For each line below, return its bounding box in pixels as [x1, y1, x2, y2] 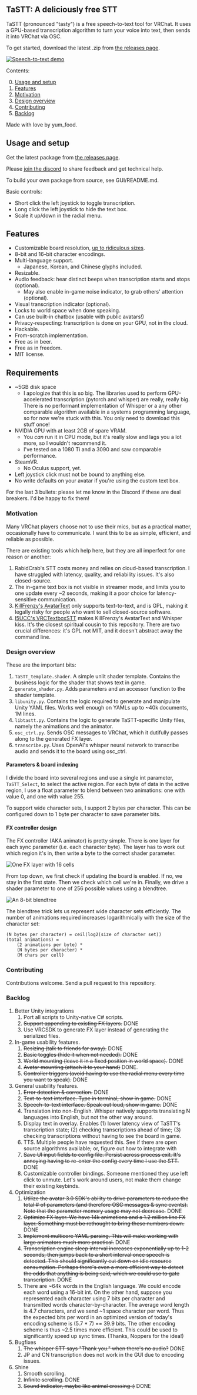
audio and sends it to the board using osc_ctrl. [14, 747, 128, 755]
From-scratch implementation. [14, 332, 88, 339]
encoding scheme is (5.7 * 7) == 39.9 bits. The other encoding [23, 1320, 176, 1327]
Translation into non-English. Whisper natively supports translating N [23, 1107, 191, 1114]
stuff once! [23, 421, 50, 428]
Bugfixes [14, 1339, 36, 1346]
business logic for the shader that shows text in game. [14, 679, 146, 686]
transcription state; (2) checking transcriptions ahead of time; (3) [23, 1126, 181, 1133]
